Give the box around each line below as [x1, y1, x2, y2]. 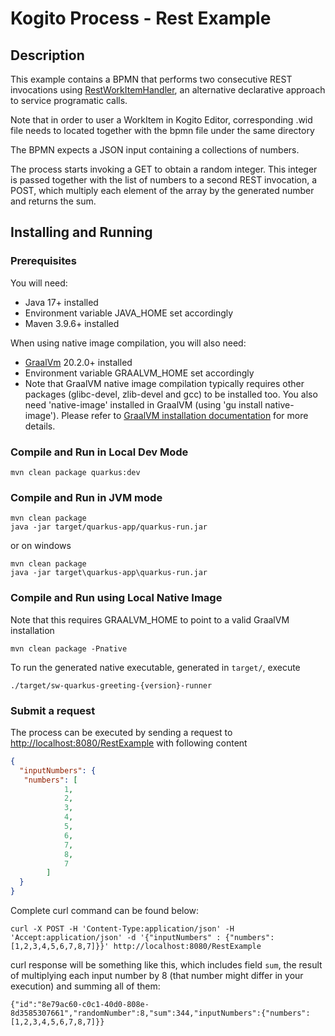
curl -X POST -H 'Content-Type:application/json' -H [10, 924, 235, 934]
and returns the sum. [10, 195, 97, 207]
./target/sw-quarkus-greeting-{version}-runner [10, 680, 213, 691]
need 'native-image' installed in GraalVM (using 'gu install [24, 398, 263, 411]
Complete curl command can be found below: [10, 905, 200, 916]
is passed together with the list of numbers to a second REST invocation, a [10, 174, 318, 186]
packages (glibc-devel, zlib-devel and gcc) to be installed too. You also [24, 388, 318, 400]
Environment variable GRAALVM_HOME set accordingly [24, 367, 255, 379]
